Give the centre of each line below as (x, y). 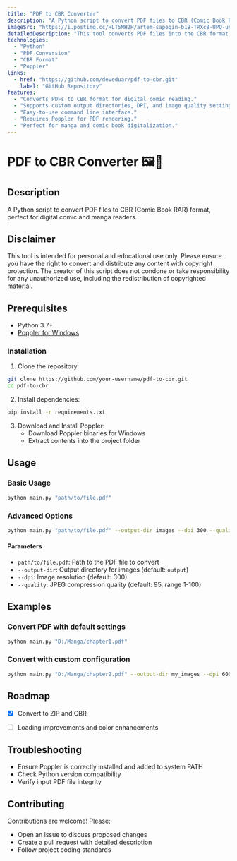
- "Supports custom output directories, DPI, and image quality (110, 106)
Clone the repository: (48, 366)
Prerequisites (37, 308)
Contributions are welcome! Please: (59, 821)
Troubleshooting (45, 750)
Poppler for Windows (48, 333)
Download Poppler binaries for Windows (87, 433)
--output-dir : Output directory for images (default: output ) (103, 570)
